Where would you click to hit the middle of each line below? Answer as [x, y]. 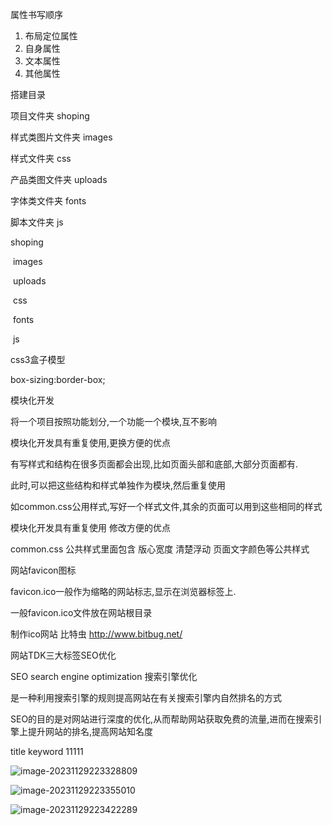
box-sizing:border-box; [58, 379]
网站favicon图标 [43, 570]
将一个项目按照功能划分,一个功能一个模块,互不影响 [114, 421]
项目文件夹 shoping [50, 116]
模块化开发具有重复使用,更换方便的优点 [91, 442]
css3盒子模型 [38, 359]
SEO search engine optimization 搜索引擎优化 [104, 676]
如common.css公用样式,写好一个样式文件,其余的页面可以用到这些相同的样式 [166, 506]
